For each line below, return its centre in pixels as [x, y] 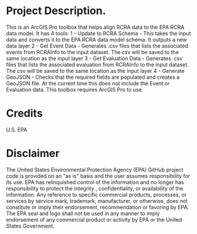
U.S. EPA [17, 129]
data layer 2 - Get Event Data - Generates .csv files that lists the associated [97, 46]
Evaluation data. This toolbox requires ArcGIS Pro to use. [75, 89]
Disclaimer [33, 153]
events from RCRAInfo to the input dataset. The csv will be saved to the [93, 52]
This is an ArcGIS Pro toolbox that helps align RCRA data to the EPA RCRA [95, 27]
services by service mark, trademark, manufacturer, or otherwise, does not [97, 200]
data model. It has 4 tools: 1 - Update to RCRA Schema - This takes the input [98, 33]
